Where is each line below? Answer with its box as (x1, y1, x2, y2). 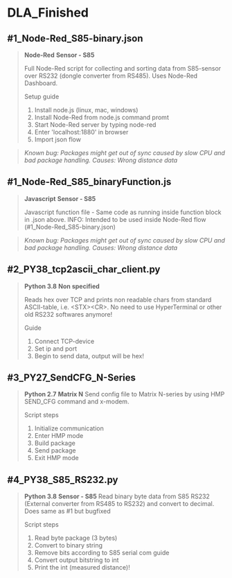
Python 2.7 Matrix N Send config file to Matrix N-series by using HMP (24, 390, 225, 399)
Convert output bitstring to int (34, 556, 119, 564)
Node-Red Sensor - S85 (24, 51, 95, 59)
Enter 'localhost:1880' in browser (34, 128, 129, 136)
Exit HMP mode (34, 454, 79, 462)
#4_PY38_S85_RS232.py (7, 473, 118, 486)
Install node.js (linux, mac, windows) (34, 106, 139, 114)
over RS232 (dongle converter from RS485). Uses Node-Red (24, 71, 198, 80)
